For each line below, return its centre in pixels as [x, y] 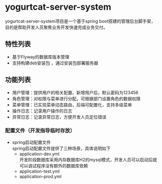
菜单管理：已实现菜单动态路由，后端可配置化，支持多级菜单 [72, 104]
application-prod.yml [40, 176]
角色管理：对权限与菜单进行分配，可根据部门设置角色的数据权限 [76, 99]
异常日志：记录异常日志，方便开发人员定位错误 [59, 117]
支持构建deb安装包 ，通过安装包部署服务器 [55, 63]
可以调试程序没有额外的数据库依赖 [54, 165]
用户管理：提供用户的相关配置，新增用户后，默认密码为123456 [75, 92]
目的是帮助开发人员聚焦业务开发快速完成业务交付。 [56, 27]
